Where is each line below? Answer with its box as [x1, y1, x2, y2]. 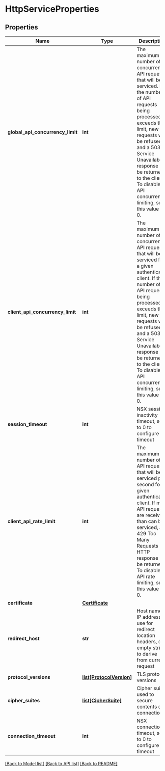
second [137, 481, 154, 488]
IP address [137, 614, 162, 620]
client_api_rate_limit [7, 518, 55, 524]
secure [137, 697, 153, 704]
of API [137, 95, 151, 102]
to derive [137, 651, 157, 657]
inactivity [137, 412, 158, 418]
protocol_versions [7, 674, 51, 681]
